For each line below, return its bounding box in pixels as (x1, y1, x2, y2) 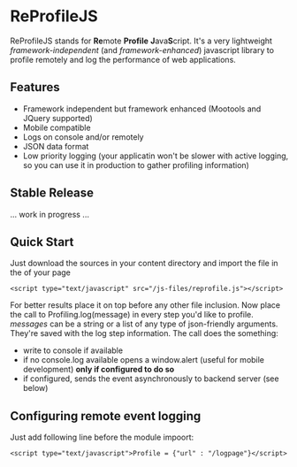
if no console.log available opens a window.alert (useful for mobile (22, 355, 264, 365)
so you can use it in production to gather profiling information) (22, 159, 250, 170)
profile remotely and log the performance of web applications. (10, 54, 237, 65)
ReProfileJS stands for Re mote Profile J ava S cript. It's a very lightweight (10, 35, 273, 46)
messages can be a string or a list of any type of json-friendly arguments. (10, 318, 278, 329)
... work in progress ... (10, 209, 89, 219)
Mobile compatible (22, 122, 91, 133)
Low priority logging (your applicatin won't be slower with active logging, (22, 150, 289, 161)
